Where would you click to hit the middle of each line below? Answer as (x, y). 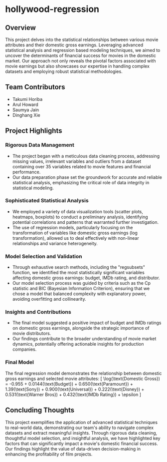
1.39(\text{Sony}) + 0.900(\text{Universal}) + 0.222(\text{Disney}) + (75, 389)
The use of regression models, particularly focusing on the (73, 227)
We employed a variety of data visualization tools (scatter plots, (78, 211)
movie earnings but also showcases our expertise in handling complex (77, 66)
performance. (26, 172)
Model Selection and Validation (44, 256)
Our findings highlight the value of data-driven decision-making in (73, 449)
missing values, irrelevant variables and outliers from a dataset (77, 161)
